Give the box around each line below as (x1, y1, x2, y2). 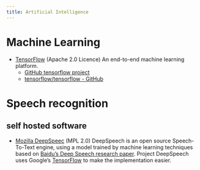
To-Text (15, 143, 35, 150)
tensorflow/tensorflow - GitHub (24, 75, 104, 83)
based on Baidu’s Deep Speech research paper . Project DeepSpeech (15, 150, 189, 157)
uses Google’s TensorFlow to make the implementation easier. (15, 157, 172, 164)
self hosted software (6, 120, 87, 131)
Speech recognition (6, 96, 109, 110)
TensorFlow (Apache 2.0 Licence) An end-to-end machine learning (15, 56, 185, 63)
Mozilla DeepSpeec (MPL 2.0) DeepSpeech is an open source (15, 137, 171, 144)
